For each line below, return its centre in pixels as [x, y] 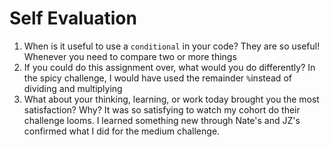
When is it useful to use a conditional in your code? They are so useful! [172, 46]
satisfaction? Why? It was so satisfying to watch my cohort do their [162, 109]
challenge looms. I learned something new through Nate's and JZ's [162, 120]
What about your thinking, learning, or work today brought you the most [171, 99]
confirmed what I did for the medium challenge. [122, 131]
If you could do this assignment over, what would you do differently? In [169, 67]
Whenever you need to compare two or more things [130, 56]
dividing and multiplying [73, 88]
